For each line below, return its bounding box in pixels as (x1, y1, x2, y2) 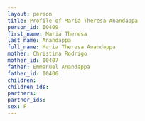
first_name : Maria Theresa (7, 30, 87, 38)
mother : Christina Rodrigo (7, 51, 87, 58)
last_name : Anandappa (7, 37, 72, 44)
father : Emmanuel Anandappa (7, 63, 91, 70)
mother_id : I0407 (7, 57, 59, 64)
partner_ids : (7, 97, 46, 104)
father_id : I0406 (7, 70, 59, 77)
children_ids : (7, 83, 50, 90)
